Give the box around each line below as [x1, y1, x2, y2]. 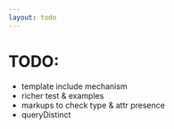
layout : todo [8, 12, 57, 22]
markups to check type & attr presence [21, 100, 166, 110]
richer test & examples [21, 90, 104, 101]
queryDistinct [21, 109, 71, 120]
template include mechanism [21, 81, 128, 92]
